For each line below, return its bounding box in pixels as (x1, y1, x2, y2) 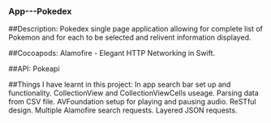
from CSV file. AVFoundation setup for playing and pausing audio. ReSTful (8, 97, 257, 107)
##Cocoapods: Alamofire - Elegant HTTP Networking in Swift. (8, 49, 216, 58)
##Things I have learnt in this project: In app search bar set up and (8, 79, 231, 90)
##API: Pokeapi (8, 64, 60, 74)
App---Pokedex (8, 6, 72, 17)
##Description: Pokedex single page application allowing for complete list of (8, 24, 264, 34)
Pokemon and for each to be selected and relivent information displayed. (8, 32, 252, 42)
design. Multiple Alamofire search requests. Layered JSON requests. (8, 105, 238, 115)
